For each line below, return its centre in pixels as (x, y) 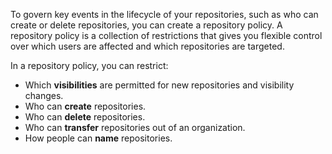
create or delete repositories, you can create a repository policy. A (146, 25)
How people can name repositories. (98, 138)
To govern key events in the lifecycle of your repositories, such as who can (164, 14)
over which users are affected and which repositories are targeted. (147, 46)
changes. (44, 95)
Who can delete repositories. (85, 117)
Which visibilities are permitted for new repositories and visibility (159, 85)
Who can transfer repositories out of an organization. (135, 127)
